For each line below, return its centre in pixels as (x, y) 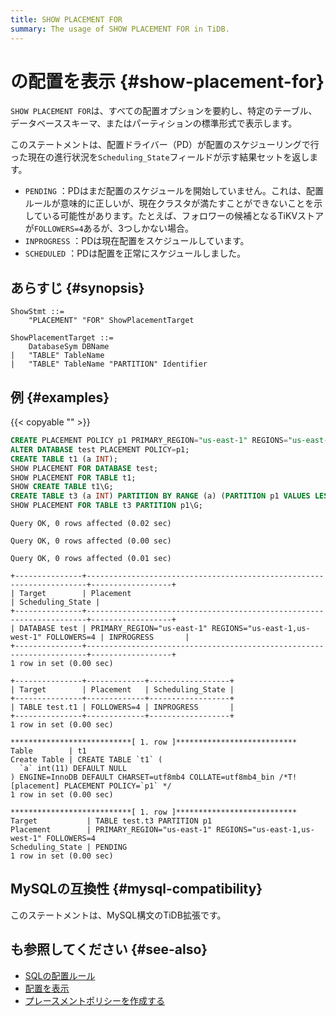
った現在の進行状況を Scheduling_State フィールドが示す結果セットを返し (160, 157)
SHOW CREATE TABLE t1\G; (62, 487)
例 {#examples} (60, 397)
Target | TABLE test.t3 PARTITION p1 (111, 821)
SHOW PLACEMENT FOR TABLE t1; (73, 477)
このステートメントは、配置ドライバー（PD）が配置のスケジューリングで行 (165, 145)
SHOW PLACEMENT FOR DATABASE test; (84, 468)
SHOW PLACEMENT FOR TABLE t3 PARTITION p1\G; (106, 506)
